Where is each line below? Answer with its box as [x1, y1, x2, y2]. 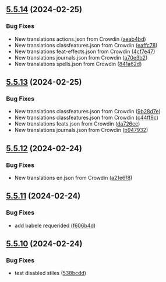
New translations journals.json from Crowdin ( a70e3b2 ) [14, 54, 148, 61]
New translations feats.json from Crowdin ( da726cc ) [14, 120, 140, 127]
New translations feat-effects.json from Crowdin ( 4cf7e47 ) [14, 48, 156, 55]
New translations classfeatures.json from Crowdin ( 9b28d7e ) [14, 108, 161, 115]
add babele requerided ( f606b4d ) [14, 222, 96, 229]
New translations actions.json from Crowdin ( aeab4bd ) [14, 35, 147, 43]
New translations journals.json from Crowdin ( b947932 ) [14, 127, 149, 134]
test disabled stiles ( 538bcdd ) [14, 270, 86, 277]
